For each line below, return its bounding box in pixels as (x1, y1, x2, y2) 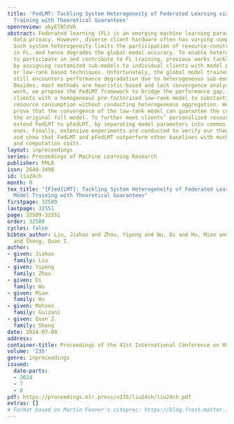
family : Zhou (13, 270, 52, 277)
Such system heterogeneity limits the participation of (13, 43, 179, 50)
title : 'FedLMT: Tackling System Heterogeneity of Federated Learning (7, 10, 217, 17)
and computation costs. (13, 140, 82, 147)
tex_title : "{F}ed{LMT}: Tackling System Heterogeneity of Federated (7, 186, 214, 193)
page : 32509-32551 (7, 212, 61, 219)
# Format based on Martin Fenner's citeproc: (7, 407, 141, 414)
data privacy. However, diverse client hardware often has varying (13, 36, 214, 43)
